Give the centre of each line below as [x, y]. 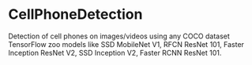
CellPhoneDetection [75, 14]
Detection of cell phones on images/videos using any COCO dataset [119, 36]
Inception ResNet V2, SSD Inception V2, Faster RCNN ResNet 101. [115, 52]
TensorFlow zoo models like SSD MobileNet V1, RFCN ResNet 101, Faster [126, 44]
